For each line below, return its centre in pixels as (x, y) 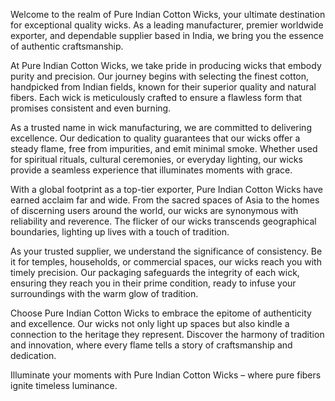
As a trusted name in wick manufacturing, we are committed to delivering (161, 127)
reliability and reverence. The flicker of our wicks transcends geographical (163, 221)
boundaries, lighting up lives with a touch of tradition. (120, 232)
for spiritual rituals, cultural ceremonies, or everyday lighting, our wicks (156, 159)
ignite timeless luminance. (64, 385)
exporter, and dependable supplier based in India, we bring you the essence (167, 35)
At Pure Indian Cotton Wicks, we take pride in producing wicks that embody (166, 65)
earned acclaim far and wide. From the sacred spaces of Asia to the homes (165, 200)
